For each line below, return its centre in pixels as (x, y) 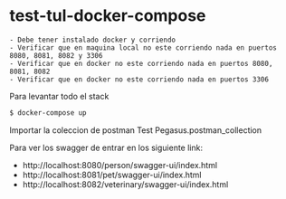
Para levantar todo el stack (59, 96)
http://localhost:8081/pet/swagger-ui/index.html (112, 175)
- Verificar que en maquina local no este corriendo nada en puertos (143, 47)
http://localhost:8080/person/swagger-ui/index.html (120, 165)
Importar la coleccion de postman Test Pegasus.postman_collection (136, 130)
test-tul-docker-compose (108, 16)
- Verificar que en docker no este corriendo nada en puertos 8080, (141, 63)
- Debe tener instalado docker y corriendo (93, 40)
